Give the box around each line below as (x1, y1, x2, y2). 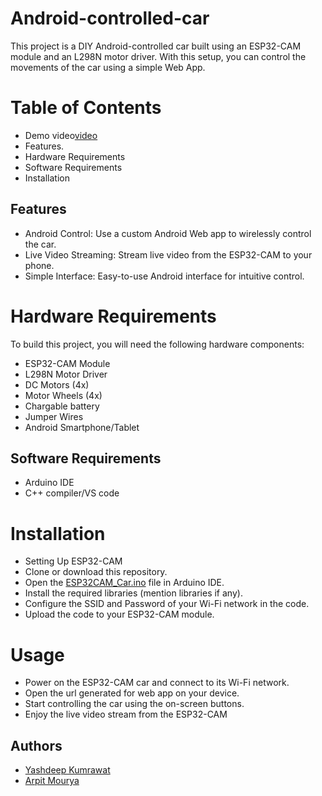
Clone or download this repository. (24, 566, 168, 578)
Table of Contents (10, 97, 162, 119)
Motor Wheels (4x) (24, 389, 103, 401)
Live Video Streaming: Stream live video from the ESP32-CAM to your (24, 248, 313, 261)
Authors (10, 737, 63, 754)
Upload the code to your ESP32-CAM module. (24, 608, 215, 621)
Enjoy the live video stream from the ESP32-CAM (24, 708, 228, 721)
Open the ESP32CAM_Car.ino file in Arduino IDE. (24, 577, 225, 589)
